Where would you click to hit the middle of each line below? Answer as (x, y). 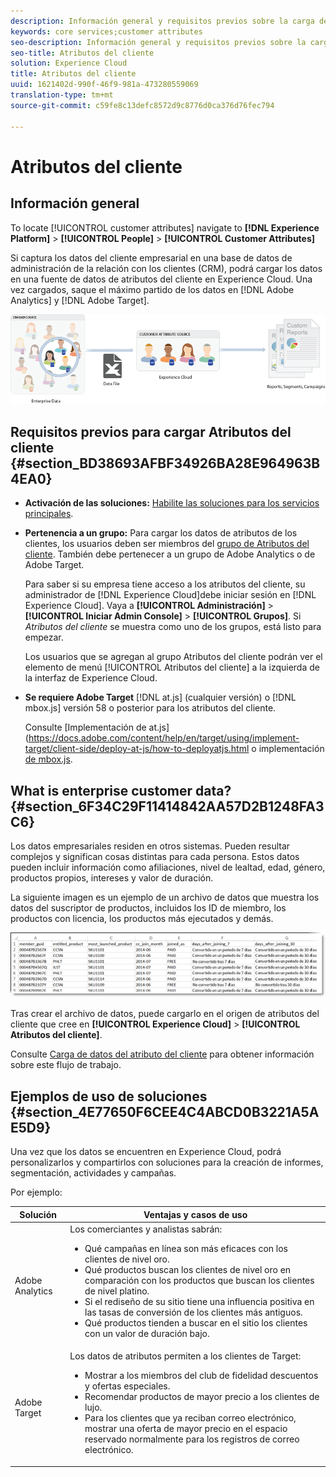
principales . (49, 514)
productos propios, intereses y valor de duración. (112, 878)
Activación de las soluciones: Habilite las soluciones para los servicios (172, 503)
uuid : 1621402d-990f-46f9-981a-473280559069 (104, 85)
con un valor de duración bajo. (147, 1333)
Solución (38, 1214)
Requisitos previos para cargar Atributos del (151, 431)
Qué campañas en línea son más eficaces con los (186, 1248)
